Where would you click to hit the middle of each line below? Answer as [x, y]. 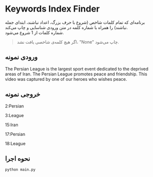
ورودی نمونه [21, 57]
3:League [15, 115]
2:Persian [15, 106]
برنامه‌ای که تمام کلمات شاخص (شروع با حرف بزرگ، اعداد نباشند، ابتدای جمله [75, 22]
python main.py [20, 170]
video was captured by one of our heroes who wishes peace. [66, 79]
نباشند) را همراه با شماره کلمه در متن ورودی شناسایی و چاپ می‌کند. [67, 27]
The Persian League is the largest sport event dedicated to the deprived [77, 69]
